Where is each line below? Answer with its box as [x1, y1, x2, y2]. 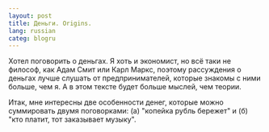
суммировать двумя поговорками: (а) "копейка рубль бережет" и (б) [8, 106, 249, 116]
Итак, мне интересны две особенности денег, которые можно [8, 97, 224, 107]
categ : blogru [8, 34, 57, 43]
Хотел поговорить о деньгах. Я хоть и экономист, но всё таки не [8, 56, 232, 66]
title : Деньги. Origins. [8, 19, 92, 27]
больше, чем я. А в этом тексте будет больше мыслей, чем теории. [8, 82, 242, 92]
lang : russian [8, 27, 57, 35]
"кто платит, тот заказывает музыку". [8, 114, 137, 125]
